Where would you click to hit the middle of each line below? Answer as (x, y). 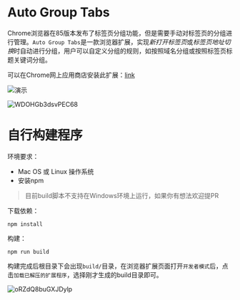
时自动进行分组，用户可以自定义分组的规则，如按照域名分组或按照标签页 (120, 51)
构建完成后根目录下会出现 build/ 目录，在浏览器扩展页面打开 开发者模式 (109, 266)
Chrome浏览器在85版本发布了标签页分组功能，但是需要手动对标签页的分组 (117, 33)
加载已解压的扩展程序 (40, 275)
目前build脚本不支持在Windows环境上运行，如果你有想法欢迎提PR (122, 195)
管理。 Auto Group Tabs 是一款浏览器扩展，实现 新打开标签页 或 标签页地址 (119, 42)
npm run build (29, 252)
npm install (25, 224)
